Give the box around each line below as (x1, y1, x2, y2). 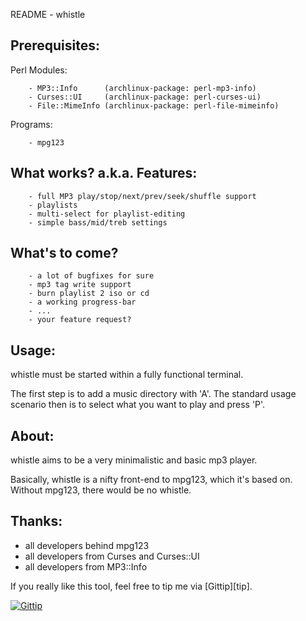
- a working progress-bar (28, 297, 137, 308)
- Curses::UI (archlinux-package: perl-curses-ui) (28, 92, 262, 102)
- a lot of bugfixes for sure (28, 271, 155, 281)
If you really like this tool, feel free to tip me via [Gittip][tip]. (10, 580, 253, 592)
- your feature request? (28, 315, 132, 325)
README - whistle (10, 9, 86, 20)
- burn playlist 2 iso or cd (28, 289, 150, 299)
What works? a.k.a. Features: (10, 165, 198, 182)
